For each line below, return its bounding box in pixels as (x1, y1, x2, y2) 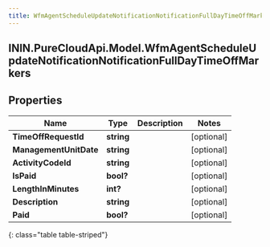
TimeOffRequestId (12, 131, 84, 142)
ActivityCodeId (12, 157, 72, 168)
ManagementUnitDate (12, 144, 99, 155)
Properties (8, 94, 63, 107)
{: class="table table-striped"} (8, 229, 108, 239)
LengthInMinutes (12, 183, 80, 194)
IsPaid (12, 170, 37, 181)
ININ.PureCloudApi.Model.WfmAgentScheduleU (8, 42, 257, 55)
